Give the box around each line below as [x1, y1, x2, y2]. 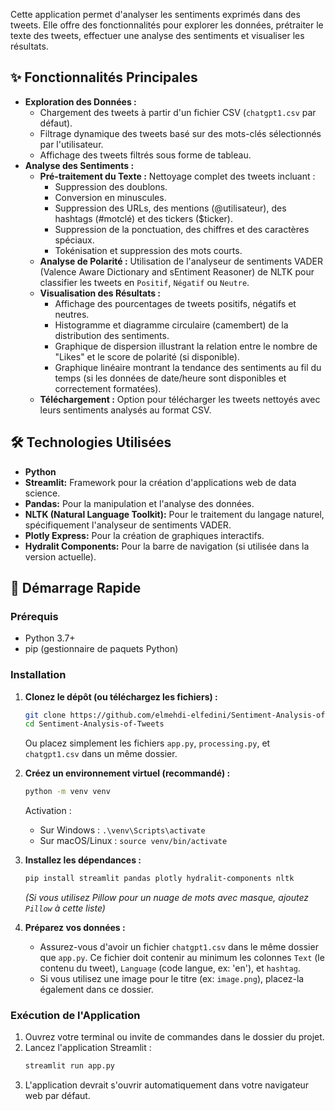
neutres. [54, 308, 90, 320]
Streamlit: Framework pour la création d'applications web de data [24, 476, 297, 488]
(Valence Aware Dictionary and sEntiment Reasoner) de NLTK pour [39, 265, 315, 278]
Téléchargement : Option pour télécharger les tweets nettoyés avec [39, 393, 321, 405]
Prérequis [10, 609, 59, 623]
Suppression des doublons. [54, 180, 168, 193]
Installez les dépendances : [24, 854, 142, 866]
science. [24, 487, 61, 499]
